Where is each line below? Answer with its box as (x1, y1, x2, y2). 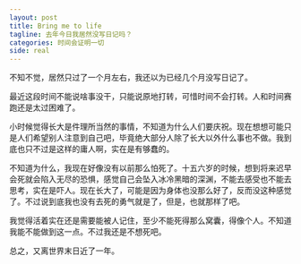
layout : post (9, 13, 58, 22)
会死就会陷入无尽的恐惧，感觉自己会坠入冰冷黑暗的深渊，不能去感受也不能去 (9, 174, 292, 184)
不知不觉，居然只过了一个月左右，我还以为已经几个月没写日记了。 (9, 72, 253, 83)
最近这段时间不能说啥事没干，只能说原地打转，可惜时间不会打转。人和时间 (9, 91, 284, 102)
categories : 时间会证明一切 (9, 38, 105, 47)
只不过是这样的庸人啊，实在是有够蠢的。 (24, 144, 175, 155)
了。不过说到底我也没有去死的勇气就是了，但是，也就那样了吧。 (9, 196, 245, 207)
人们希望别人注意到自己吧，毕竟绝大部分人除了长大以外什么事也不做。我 (16, 132, 284, 143)
